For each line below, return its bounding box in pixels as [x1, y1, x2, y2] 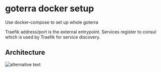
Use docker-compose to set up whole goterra [5, 19, 99, 25]
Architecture [5, 48, 46, 57]
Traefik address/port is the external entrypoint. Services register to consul [5, 29, 157, 35]
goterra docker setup [5, 3, 94, 14]
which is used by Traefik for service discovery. [5, 34, 101, 40]
